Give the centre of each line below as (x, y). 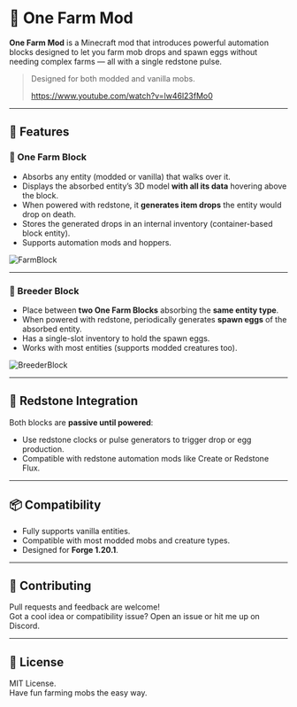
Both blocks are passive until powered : (81, 422)
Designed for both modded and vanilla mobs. (113, 78)
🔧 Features (39, 132)
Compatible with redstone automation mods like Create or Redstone (145, 458)
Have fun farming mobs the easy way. (78, 693)
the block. (40, 195)
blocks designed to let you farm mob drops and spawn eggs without (133, 51)
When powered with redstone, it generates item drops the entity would (152, 205)
